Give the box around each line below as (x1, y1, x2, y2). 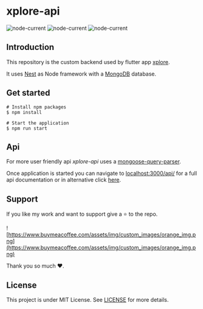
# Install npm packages (6, 104, 67, 110)
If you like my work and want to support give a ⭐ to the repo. (6, 210, 158, 218)
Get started (6, 88, 50, 98)
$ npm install (6, 109, 43, 115)
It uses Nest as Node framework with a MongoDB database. (6, 70, 157, 77)
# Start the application (6, 120, 69, 126)
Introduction (6, 42, 55, 52)
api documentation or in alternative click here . (6, 176, 122, 183)
